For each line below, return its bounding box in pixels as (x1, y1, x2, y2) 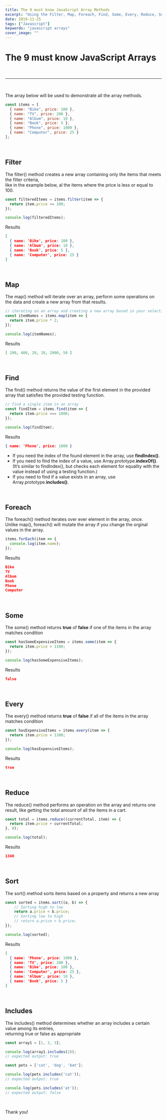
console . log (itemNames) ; (5, 331, 57, 337)
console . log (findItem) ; (5, 425, 55, 430)
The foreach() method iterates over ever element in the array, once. (5, 516, 143, 522)
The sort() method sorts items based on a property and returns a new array (5, 890, 160, 896)
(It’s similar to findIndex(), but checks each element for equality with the (12, 463, 160, 469)
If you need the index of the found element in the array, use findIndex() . (12, 452, 160, 458)
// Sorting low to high (14, 914, 64, 919)
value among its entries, (5, 1025, 55, 1031)
